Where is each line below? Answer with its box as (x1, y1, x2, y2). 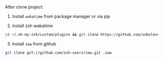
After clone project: (5, 4, 44, 10)
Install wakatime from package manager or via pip (12, 14, 111, 19)
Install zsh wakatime (12, 23, 53, 29)
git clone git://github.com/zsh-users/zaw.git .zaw (5, 50, 112, 55)
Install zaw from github (12, 41, 57, 46)
